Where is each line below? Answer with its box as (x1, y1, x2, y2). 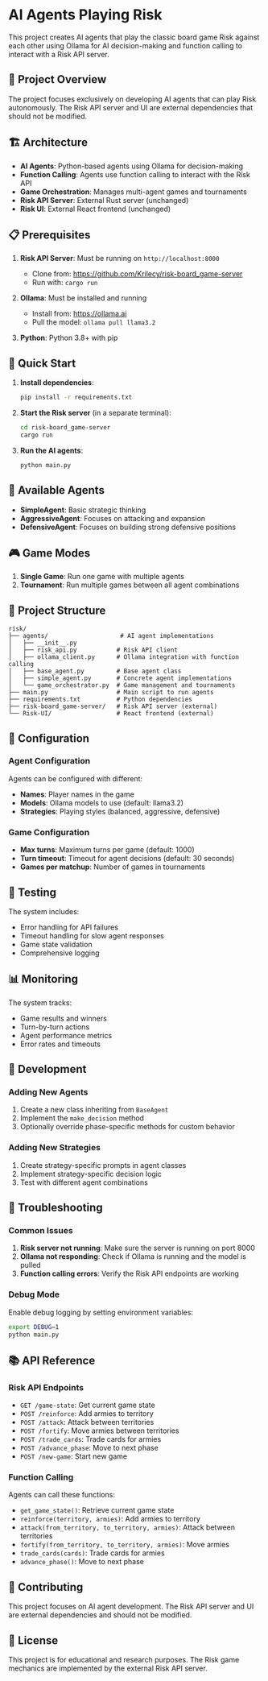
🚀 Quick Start (8, 356, 76, 370)
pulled (19, 1261, 42, 1270)
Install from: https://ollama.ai (31, 308, 127, 319)
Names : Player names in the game (19, 789, 134, 799)
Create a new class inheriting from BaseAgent (19, 1105, 169, 1115)
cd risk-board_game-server (19, 424, 111, 432)
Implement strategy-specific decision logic (19, 1169, 163, 1178)
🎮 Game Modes (8, 546, 91, 560)
